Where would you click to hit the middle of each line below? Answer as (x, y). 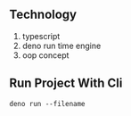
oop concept (45, 55)
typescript (41, 36)
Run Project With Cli (66, 83)
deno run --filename (48, 104)
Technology (43, 15)
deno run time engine (61, 46)
